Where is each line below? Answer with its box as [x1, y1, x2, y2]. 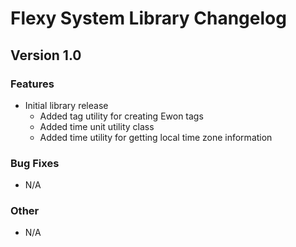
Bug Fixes [10, 156, 60, 170]
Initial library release [24, 99, 109, 111]
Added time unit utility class [39, 120, 155, 132]
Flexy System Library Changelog [10, 7, 287, 30]
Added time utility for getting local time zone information [39, 131, 273, 143]
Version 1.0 [10, 47, 82, 64]
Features [10, 77, 55, 91]
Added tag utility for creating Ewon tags [39, 110, 204, 122]
